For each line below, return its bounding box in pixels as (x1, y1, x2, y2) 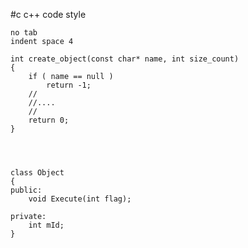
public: (10, 185, 43, 195)
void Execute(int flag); (28, 194, 132, 204)
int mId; (28, 220, 65, 230)
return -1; (46, 80, 92, 90)
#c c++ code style (10, 9, 87, 20)
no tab (10, 28, 38, 38)
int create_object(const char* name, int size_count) (10, 54, 240, 64)
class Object (10, 168, 65, 178)
